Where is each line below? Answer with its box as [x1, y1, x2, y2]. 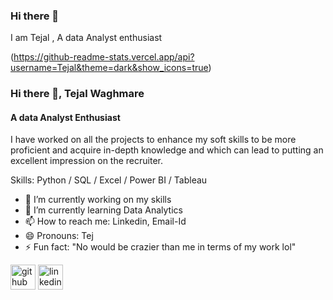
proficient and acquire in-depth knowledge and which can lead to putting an [10, 144, 324, 156]
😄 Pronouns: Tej [24, 230, 94, 242]
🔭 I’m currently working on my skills [24, 194, 172, 206]
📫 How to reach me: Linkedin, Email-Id [24, 215, 187, 228]
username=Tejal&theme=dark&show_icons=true [10, 62, 209, 74]
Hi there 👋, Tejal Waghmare [10, 87, 145, 101]
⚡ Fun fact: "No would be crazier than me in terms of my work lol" [24, 241, 297, 253]
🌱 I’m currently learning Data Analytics [24, 204, 183, 216]
